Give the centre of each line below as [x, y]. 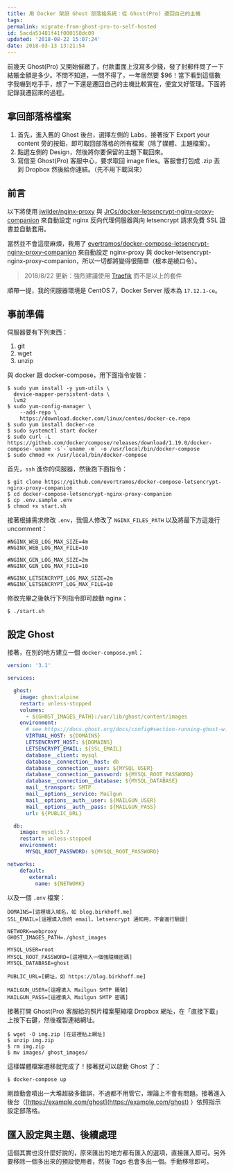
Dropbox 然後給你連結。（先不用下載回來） [86, 169]
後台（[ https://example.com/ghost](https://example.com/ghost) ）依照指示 [114, 1102]
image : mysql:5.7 [45, 832]
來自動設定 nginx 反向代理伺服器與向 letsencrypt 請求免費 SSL [129, 220]
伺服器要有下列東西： [37, 332]
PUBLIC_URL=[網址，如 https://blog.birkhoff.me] [77, 977]
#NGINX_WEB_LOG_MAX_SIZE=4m [48, 542]
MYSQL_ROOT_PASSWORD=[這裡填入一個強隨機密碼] [70, 957]
